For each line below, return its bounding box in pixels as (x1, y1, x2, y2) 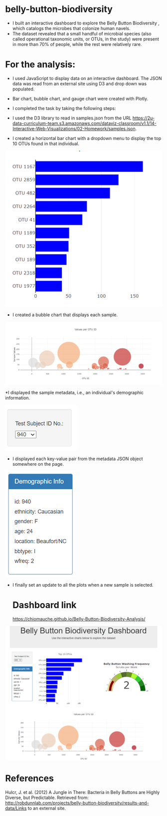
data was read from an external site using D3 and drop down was (12, 80, 147, 86)
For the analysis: (5, 59, 76, 70)
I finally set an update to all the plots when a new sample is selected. (12, 582, 154, 588)
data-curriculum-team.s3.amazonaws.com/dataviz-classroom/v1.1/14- (12, 120, 157, 126)
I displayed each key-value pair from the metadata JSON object (12, 456, 143, 462)
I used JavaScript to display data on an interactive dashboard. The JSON (12, 75, 162, 81)
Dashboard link (12, 600, 77, 611)
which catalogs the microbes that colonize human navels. (12, 25, 131, 31)
